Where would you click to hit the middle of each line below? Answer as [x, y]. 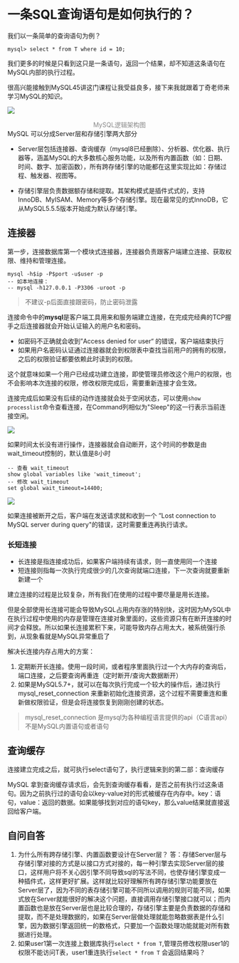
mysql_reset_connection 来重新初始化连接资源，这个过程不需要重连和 [119, 693]
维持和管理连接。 [44, 260]
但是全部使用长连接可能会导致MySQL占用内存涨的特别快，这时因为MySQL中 [119, 610]
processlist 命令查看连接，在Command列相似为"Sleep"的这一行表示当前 [113, 407]
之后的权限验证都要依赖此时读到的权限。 [77, 359]
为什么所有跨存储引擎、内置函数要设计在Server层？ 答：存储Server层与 [122, 854]
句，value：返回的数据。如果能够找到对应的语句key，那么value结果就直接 [116, 802]
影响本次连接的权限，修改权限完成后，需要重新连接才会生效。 [110, 382]
